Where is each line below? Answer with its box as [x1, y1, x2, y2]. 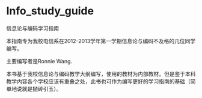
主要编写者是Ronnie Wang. [6, 57, 73, 65]
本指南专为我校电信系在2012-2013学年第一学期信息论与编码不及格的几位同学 [6, 37, 196, 44]
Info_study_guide [6, 4, 94, 18]
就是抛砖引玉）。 [22, 85, 62, 92]
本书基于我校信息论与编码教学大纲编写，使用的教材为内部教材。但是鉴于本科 [6, 70, 196, 77]
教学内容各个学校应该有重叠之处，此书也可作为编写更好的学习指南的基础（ [6, 78, 191, 85]
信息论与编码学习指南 [6, 24, 59, 32]
